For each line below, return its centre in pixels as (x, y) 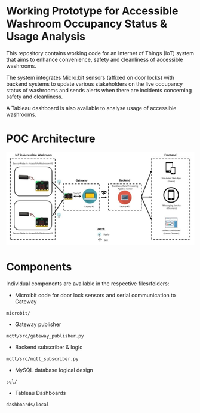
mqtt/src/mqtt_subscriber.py (42, 359)
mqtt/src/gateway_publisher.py (45, 336)
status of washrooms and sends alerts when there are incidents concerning (99, 90)
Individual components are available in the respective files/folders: (88, 284)
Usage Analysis (46, 37)
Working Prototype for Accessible (92, 11)
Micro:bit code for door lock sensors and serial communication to (95, 296)
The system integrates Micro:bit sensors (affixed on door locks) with (90, 77)
